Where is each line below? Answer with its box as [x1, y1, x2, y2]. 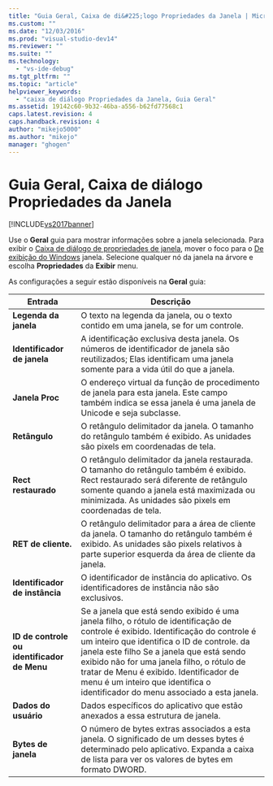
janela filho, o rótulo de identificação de [80, 615, 232, 627]
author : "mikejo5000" [8, 125, 82, 133]
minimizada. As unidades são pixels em [80, 495, 231, 506]
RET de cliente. [12, 538, 72, 549]
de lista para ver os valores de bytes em [80, 753, 233, 765]
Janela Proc [12, 392, 59, 403]
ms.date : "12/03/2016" [8, 27, 85, 35]
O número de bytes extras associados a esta [80, 723, 251, 735]
